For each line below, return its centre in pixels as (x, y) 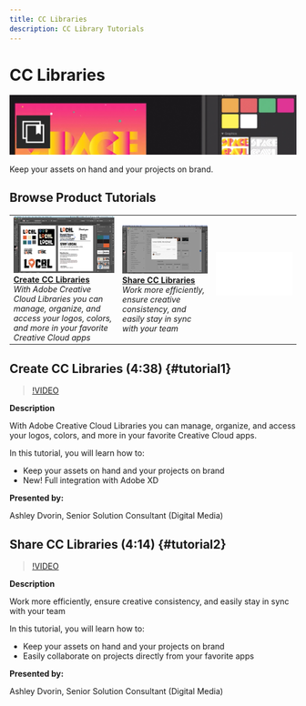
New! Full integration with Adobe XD (91, 480)
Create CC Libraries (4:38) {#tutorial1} (121, 368)
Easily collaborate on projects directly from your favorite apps (138, 656)
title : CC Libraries (49, 19)
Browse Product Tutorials (83, 198)
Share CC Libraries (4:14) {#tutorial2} (118, 545)
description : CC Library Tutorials (77, 29)
